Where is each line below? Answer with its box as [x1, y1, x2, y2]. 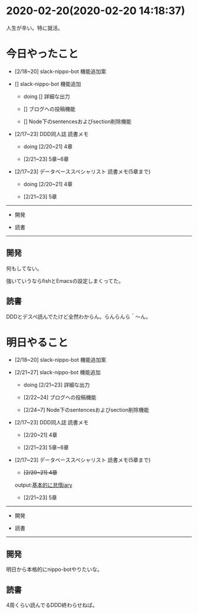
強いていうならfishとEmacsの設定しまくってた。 [6, 277, 124, 284]
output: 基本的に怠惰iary [14, 481, 72, 488]
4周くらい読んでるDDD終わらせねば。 [6, 602, 98, 609]
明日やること [6, 336, 69, 349]
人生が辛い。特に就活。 [6, 24, 63, 31]
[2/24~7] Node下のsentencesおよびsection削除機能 [23, 407, 149, 414]
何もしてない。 [6, 265, 42, 272]
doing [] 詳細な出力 [23, 93, 70, 100]
